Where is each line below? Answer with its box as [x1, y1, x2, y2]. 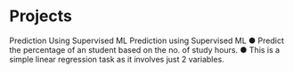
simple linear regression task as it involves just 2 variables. [9, 54, 224, 64]
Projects [9, 6, 73, 26]
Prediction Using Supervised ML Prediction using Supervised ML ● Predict [9, 35, 285, 46]
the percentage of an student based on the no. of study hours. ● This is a [9, 44, 281, 55]
